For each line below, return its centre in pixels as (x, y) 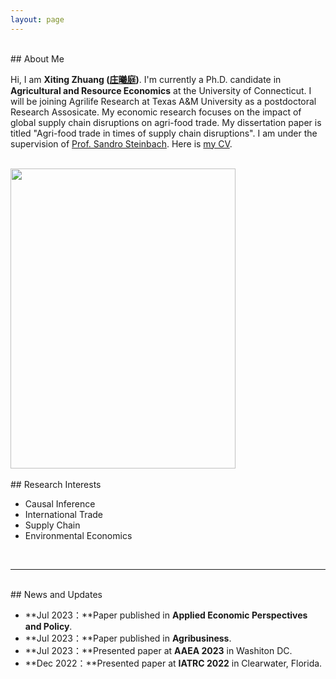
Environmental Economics (78, 535)
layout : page (37, 19)
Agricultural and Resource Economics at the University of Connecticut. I (161, 90)
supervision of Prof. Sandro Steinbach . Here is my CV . (121, 143)
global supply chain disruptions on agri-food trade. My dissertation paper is (166, 122)
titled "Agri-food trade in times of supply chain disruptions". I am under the (164, 133)
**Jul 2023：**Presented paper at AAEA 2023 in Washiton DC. (158, 650)
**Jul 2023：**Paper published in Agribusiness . (128, 638)
